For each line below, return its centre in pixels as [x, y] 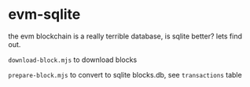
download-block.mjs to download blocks [73, 60]
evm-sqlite [44, 14]
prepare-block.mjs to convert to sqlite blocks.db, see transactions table [125, 74]
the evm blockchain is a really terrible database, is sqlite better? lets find [125, 36]
